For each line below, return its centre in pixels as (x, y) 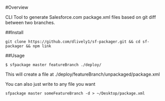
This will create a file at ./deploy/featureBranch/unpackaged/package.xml (82, 74)
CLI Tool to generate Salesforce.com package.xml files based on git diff (81, 17)
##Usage (15, 56)
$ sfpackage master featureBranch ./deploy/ (53, 65)
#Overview (17, 7)
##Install (15, 32)
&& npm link (39, 46)
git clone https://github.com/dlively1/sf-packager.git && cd (73, 42)
